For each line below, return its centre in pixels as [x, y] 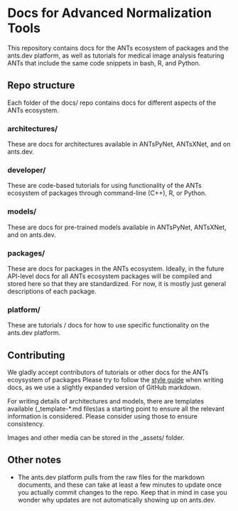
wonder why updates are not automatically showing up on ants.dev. [117, 500]
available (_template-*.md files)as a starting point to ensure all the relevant [116, 409]
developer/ [27, 170]
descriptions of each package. [52, 291]
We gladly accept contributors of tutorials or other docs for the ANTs [108, 372]
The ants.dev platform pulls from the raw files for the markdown [111, 477]
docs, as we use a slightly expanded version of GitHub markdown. [104, 388]
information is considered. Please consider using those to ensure [102, 416]
